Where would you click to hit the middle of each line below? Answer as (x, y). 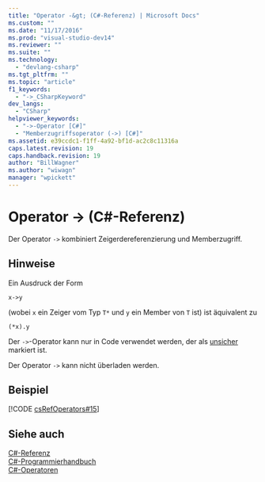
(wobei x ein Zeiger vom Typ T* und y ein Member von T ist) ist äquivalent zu (133, 312)
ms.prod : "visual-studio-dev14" (61, 38)
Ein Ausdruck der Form (45, 283)
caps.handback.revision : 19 (55, 155)
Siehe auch (36, 434)
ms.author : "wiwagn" (42, 170)
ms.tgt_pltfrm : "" (38, 75)
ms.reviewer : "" (35, 45)
